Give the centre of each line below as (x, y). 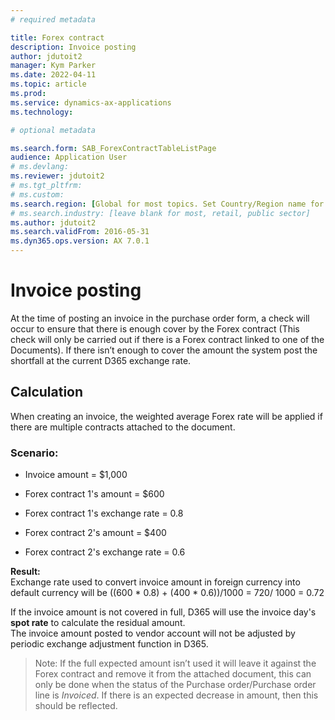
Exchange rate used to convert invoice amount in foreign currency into (155, 582)
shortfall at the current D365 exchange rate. (101, 360)
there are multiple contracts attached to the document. (123, 427)
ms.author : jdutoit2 (53, 222)
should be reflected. (76, 706)
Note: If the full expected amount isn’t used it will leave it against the (175, 663)
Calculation (47, 392)
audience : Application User (69, 157)
